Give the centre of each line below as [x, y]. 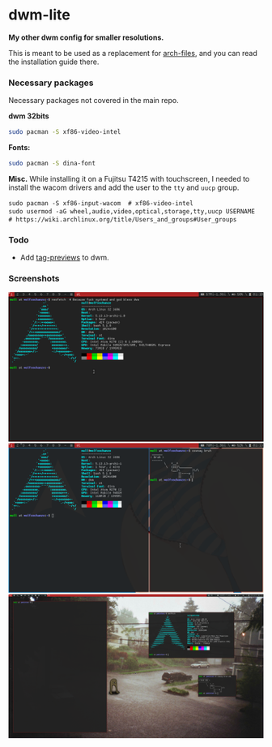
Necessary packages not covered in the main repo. [94, 101]
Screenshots [34, 279]
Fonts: [19, 148]
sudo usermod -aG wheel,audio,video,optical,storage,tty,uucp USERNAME [132, 211]
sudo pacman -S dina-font [52, 164]
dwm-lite [39, 15]
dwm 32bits [29, 116]
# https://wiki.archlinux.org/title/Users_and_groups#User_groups [123, 219]
